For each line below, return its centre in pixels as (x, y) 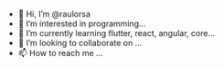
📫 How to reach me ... (60, 53)
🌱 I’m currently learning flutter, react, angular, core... (117, 33)
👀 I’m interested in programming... (82, 24)
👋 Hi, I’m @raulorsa (54, 14)
